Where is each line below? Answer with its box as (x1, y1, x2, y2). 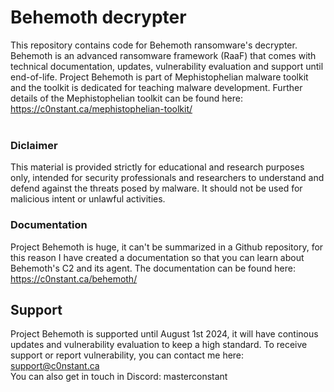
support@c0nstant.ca (10, 360, 100, 372)
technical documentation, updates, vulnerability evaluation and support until (10, 60, 324, 72)
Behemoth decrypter (10, 6, 187, 29)
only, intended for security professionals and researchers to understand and (10, 172, 325, 184)
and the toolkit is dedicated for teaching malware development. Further (10, 81, 303, 93)
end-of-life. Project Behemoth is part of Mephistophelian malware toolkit (10, 71, 309, 83)
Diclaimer (10, 138, 58, 152)
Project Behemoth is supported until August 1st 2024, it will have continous (10, 328, 319, 340)
